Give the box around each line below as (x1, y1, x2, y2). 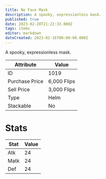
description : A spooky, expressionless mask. (5, 12, 101, 17)
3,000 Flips (48, 86, 75, 93)
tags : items (5, 26, 30, 31)
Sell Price (7, 86, 30, 93)
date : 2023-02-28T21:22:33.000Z (5, 21, 72, 27)
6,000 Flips (48, 77, 75, 84)
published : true (5, 17, 39, 22)
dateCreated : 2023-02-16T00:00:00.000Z (5, 36, 88, 41)
